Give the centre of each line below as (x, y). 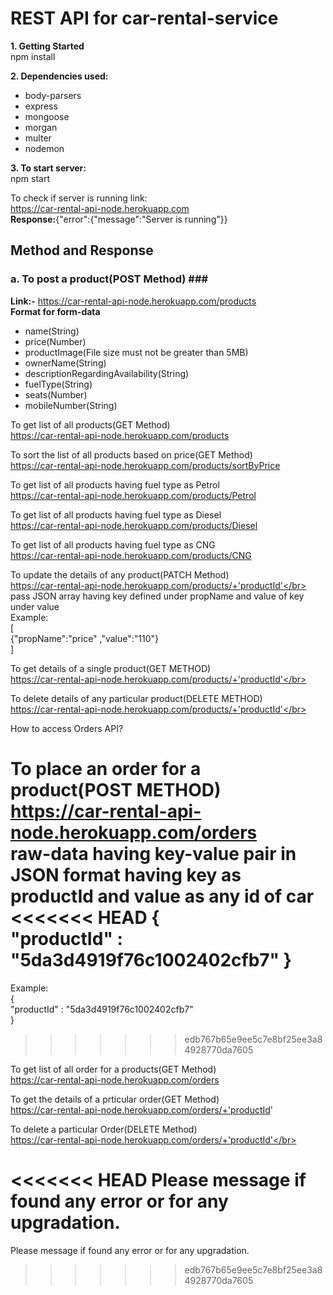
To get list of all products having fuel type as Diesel (116, 514)
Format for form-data (55, 311)
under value (35, 606)
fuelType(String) (58, 384)
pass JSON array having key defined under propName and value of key (157, 596)
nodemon (44, 148)
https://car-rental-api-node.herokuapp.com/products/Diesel (134, 525)
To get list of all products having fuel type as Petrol (115, 484)
